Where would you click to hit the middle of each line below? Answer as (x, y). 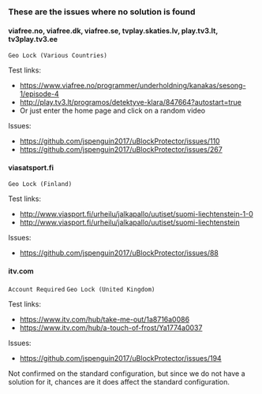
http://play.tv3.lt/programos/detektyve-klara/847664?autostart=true (131, 102)
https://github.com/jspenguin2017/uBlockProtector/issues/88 (119, 253)
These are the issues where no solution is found (102, 12)
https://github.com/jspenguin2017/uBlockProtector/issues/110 (120, 141)
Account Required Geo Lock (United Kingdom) (82, 289)
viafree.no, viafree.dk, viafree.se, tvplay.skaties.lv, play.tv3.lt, (113, 31)
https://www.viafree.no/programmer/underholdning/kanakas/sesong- (133, 86)
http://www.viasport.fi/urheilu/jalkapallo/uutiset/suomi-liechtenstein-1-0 (137, 214)
